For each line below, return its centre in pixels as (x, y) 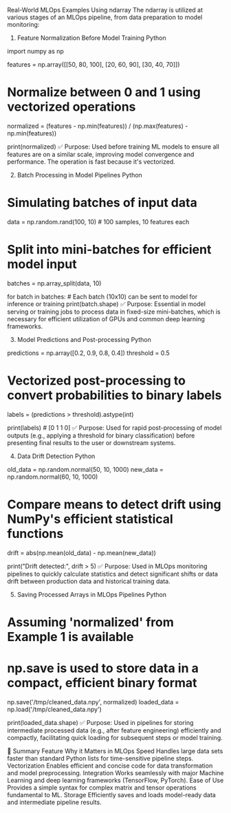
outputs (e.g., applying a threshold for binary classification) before (101, 435)
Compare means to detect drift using (114, 504)
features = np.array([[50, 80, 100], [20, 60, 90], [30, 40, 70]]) (93, 64)
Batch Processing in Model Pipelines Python (79, 175)
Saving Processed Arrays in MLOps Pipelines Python (92, 594)
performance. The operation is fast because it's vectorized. (91, 162)
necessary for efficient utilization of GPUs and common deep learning (106, 318)
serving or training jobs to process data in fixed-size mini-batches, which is (114, 312)
